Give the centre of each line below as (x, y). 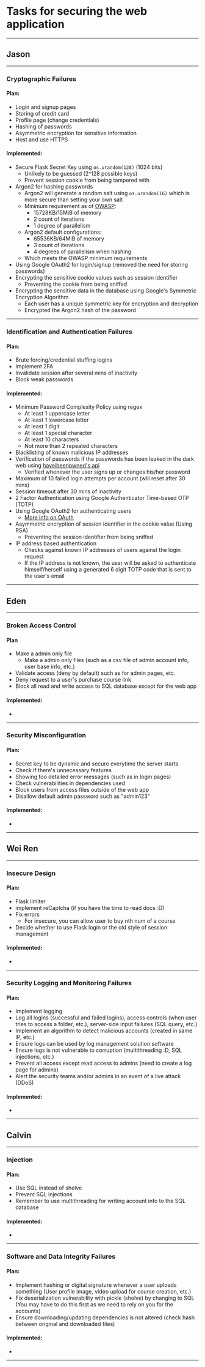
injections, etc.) (34, 1057)
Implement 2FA (34, 367)
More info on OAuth (49, 518)
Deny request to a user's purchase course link (73, 680)
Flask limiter (30, 901)
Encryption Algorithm (42, 297)
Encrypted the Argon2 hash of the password (80, 310)
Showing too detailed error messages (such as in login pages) (93, 777)
